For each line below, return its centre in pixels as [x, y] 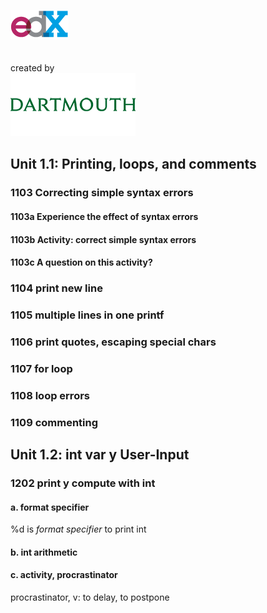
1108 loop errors [50, 395]
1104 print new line [56, 288]
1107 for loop [41, 368]
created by [32, 68]
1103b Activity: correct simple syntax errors [103, 239]
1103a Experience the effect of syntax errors [104, 216]
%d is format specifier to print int [78, 529]
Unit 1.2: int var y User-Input [100, 455]
